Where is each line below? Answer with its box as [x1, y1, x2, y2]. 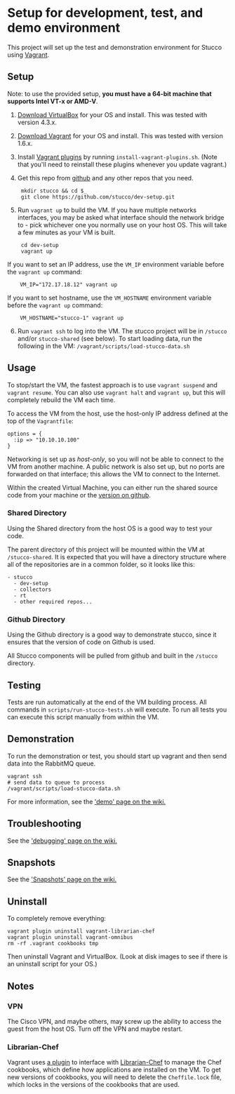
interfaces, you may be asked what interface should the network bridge [17, 213, 224, 222]
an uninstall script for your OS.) [7, 960, 98, 968]
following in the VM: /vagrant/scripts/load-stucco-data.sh [17, 342, 191, 350]
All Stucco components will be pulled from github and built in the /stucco [7, 651, 218, 660]
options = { [7, 430, 42, 437]
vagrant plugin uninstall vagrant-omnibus [7, 934, 133, 941]
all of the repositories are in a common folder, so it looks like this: [7, 560, 195, 568]
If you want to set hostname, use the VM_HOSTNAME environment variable [7, 293, 212, 302]
